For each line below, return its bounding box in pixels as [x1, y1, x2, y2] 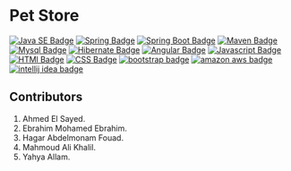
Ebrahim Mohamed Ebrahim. [21, 123, 127, 133]
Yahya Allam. [21, 151, 71, 162]
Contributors [9, 90, 83, 105]
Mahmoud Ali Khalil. [21, 141, 97, 152]
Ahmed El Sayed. [21, 113, 86, 124]
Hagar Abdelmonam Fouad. [21, 132, 124, 143]
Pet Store [9, 5, 80, 26]
